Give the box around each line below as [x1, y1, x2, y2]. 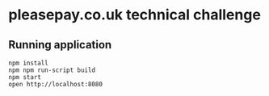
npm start [8, 73, 42, 81]
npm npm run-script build [8, 66, 95, 74]
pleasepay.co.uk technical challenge [8, 6, 261, 24]
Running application [8, 38, 112, 52]
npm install [8, 59, 48, 67]
